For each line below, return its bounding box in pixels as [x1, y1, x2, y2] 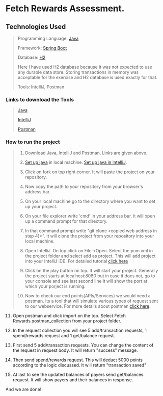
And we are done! [5, 386, 42, 392]
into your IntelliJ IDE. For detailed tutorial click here [25, 258, 128, 264]
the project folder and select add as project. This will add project [25, 253, 156, 259]
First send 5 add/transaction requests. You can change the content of [12, 342, 154, 348]
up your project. [25, 203, 58, 209]
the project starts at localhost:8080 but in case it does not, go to [25, 273, 155, 279]
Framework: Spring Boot [17, 45, 67, 51]
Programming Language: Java [17, 35, 79, 41]
